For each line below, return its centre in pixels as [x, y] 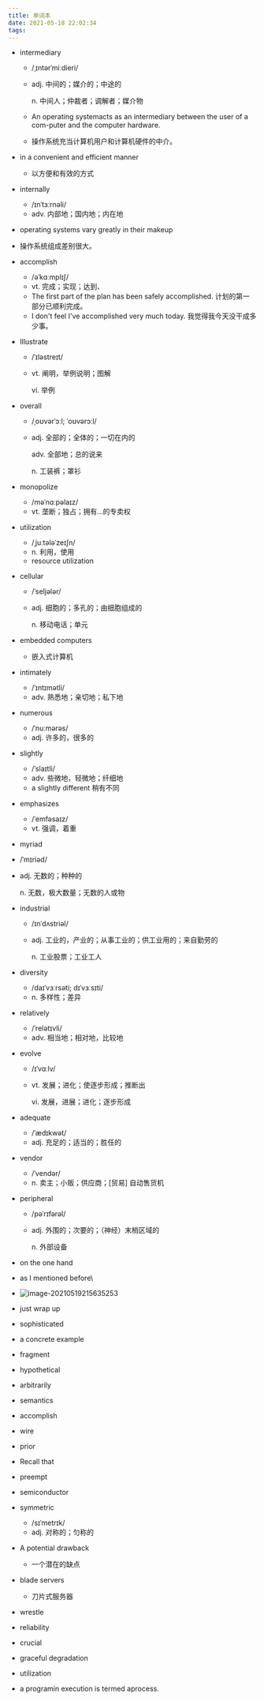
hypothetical [40, 1370]
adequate [35, 1117]
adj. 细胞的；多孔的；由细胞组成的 [87, 608]
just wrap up [40, 1309]
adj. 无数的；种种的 [51, 876]
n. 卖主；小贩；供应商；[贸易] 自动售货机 [97, 1183]
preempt [33, 1477]
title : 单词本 [30, 15]
